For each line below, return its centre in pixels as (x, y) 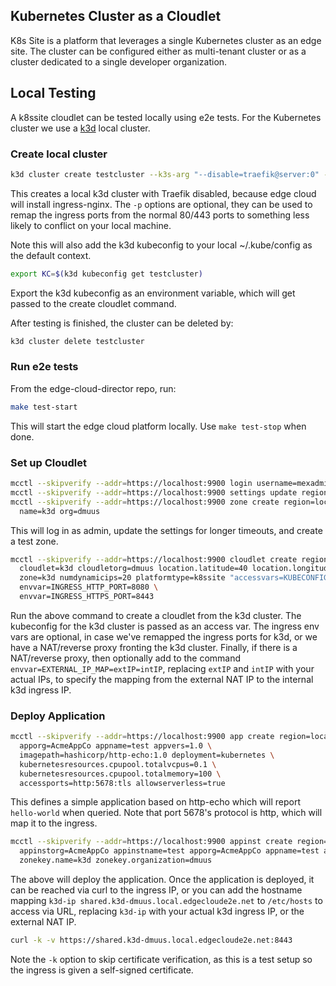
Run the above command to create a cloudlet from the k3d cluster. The (156, 615)
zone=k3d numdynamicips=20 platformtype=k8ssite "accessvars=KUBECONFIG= (176, 578)
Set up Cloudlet (48, 462)
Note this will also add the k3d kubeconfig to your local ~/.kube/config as (161, 245)
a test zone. (34, 541)
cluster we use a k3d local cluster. (80, 128)
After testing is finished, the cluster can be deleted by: (122, 323)
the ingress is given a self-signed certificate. (102, 970)
